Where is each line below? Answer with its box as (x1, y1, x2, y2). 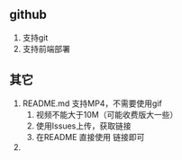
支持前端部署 (22, 43, 70, 54)
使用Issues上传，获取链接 (35, 120, 132, 131)
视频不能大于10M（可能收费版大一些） (35, 109, 178, 120)
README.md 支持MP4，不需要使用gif (22, 98, 162, 109)
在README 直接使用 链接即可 (35, 131, 145, 142)
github (9, 7, 48, 22)
